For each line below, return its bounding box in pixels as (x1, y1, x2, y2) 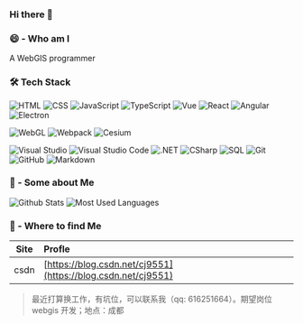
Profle (43, 243, 70, 255)
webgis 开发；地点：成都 (31, 305, 124, 316)
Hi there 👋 (9, 8, 54, 21)
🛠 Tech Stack (9, 76, 71, 88)
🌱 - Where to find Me (9, 219, 102, 232)
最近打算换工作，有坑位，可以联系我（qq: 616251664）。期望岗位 (31, 293, 272, 305)
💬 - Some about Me (9, 176, 95, 189)
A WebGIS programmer (9, 53, 96, 64)
